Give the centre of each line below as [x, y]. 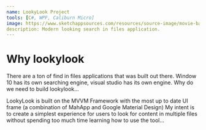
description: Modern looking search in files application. [83, 29]
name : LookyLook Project [38, 12]
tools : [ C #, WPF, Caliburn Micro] [51, 18]
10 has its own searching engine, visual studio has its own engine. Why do [100, 82]
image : [15, 23]
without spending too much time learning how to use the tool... [85, 120]
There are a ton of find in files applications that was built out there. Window [101, 76]
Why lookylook [45, 59]
